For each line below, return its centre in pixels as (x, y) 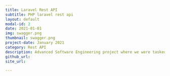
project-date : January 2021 (35, 43)
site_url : (16, 61)
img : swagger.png (24, 33)
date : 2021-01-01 (24, 29)
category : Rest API (26, 47)
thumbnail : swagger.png (30, 38)
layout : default (22, 19)
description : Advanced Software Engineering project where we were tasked (86, 52)
